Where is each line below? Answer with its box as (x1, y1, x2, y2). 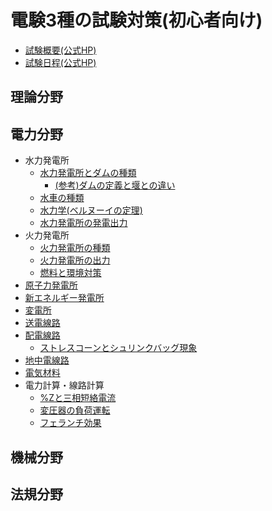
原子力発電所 (24, 279, 78, 291)
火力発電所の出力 (39, 254, 111, 266)
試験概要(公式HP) (24, 44, 97, 56)
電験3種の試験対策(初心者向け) (10, 9, 263, 32)
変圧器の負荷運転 (39, 404, 111, 416)
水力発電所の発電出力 (39, 217, 128, 229)
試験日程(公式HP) (24, 56, 97, 68)
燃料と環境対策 (39, 267, 102, 279)
